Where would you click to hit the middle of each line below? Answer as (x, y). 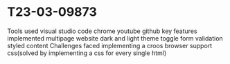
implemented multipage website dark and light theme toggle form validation (115, 38)
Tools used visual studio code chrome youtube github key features (102, 31)
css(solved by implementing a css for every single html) (87, 53)
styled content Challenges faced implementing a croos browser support (110, 45)
